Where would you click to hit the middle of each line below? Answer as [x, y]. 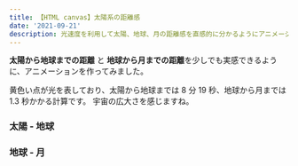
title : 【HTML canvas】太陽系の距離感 [74, 17]
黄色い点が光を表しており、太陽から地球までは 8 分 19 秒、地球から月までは [148, 91]
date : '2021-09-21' [45, 26]
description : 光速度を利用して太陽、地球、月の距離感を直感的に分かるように [134, 34]
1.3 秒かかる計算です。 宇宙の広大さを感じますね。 [102, 101]
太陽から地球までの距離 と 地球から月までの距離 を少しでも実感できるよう [143, 60]
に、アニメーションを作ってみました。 [79, 71]
